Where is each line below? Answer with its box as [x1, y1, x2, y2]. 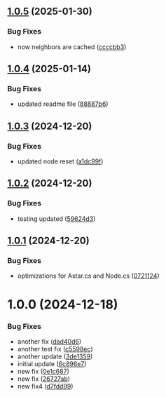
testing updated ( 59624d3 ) [17, 214, 96, 223]
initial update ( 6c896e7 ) [17, 359, 87, 368]
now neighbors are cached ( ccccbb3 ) [17, 42, 127, 51]
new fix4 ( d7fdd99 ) [17, 382, 74, 390]
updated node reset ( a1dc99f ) [17, 157, 104, 166]
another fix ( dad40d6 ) [17, 337, 82, 346]
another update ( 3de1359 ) [17, 352, 93, 361]
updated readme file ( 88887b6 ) [17, 100, 109, 108]
